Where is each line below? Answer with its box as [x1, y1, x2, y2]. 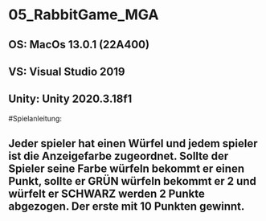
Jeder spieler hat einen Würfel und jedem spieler [8, 137, 259, 150]
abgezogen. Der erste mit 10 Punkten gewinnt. [8, 199, 245, 214]
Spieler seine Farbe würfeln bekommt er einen [8, 162, 245, 176]
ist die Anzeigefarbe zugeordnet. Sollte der [8, 149, 229, 163]
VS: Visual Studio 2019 [8, 64, 125, 78]
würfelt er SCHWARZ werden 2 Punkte [8, 187, 205, 201]
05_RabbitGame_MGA [8, 6, 159, 24]
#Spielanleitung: [8, 113, 63, 123]
